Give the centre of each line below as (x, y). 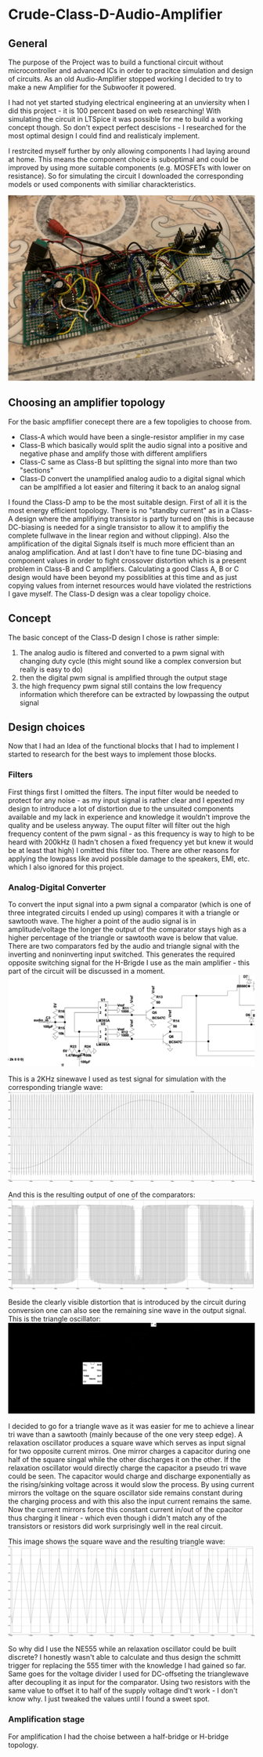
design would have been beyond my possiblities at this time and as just (122, 577)
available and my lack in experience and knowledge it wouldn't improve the (129, 817)
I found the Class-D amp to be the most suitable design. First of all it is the (128, 502)
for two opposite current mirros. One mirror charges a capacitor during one (129, 1451)
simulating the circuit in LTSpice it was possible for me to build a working (126, 119)
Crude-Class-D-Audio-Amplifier (115, 15)
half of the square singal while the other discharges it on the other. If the (124, 1460)
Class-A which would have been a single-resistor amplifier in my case (132, 436)
